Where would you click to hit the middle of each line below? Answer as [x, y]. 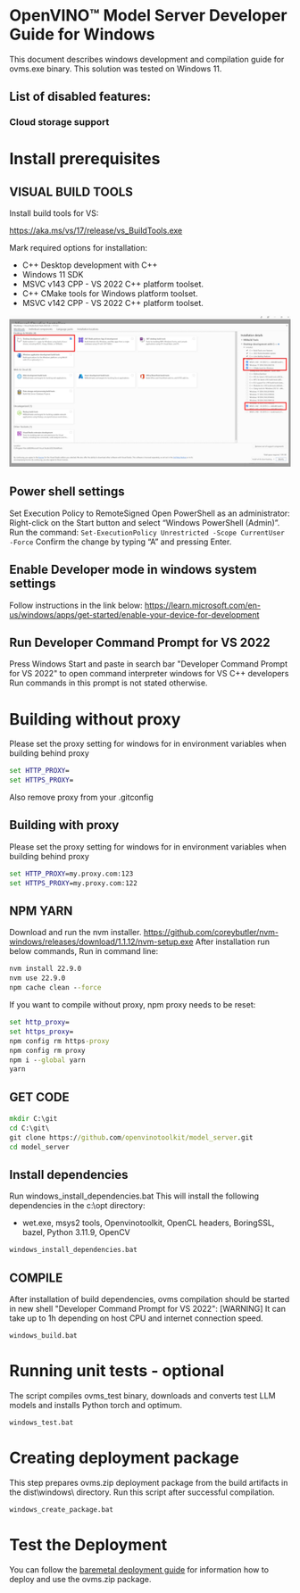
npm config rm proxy [48, 1050]
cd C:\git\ [29, 1128]
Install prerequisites [85, 159]
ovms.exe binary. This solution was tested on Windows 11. [116, 69]
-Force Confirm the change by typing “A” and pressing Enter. [121, 542]
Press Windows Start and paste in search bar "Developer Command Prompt [149, 664]
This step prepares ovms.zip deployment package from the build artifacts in [149, 1483]
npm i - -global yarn [48, 1060]
